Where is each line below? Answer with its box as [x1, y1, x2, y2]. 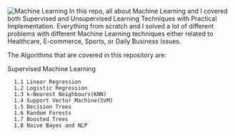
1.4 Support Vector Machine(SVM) [14, 97, 114, 104]
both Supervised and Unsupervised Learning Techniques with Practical [7, 14, 217, 23]
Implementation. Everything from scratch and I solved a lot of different [7, 22, 214, 30]
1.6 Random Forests [14, 110, 72, 117]
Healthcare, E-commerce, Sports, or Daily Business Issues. [7, 37, 181, 46]
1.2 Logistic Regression [14, 85, 88, 92]
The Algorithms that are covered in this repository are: [7, 51, 166, 59]
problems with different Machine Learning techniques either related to [7, 29, 214, 38]
